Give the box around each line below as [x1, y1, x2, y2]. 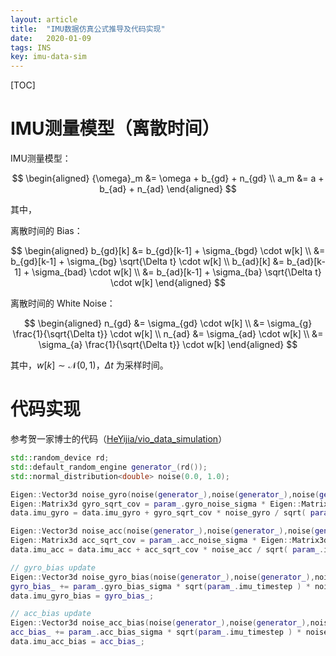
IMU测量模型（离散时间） [10, 117, 220, 140]
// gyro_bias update [10, 562, 97, 573]
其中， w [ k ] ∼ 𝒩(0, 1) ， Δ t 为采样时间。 [10, 359, 169, 371]
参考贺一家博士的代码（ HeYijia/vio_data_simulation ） [10, 433, 228, 445]
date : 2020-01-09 [10, 33, 92, 43]
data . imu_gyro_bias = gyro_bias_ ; [10, 591, 155, 601]
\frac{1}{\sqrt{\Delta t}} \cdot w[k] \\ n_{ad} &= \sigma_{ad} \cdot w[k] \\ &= [12, 328, 324, 340]
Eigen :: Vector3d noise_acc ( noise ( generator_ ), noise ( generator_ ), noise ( [10, 526, 315, 536]
